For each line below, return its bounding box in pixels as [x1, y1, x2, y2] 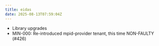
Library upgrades [12, 25, 47, 31]
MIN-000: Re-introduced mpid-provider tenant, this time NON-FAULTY [12, 30, 155, 36]
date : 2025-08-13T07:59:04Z [5, 12, 62, 17]
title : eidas [5, 7, 32, 12]
